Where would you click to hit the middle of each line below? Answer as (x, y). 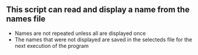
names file (26, 19)
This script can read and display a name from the (98, 10)
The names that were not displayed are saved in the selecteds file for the (103, 39)
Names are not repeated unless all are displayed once (80, 33)
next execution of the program (51, 46)
